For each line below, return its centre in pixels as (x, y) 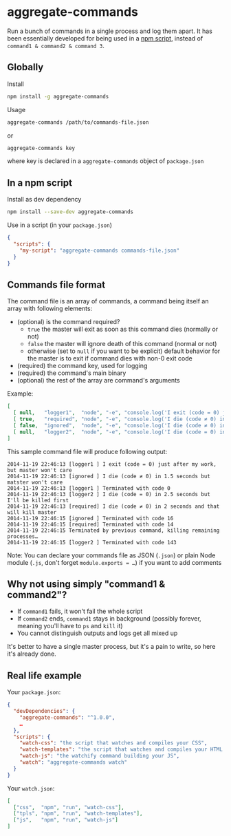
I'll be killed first (38, 500)
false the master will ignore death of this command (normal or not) (122, 344)
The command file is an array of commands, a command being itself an (108, 301)
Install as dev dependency (44, 200)
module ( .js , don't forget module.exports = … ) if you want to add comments (114, 562)
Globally (25, 67)
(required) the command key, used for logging (82, 366)
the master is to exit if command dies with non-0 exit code (110, 358)
